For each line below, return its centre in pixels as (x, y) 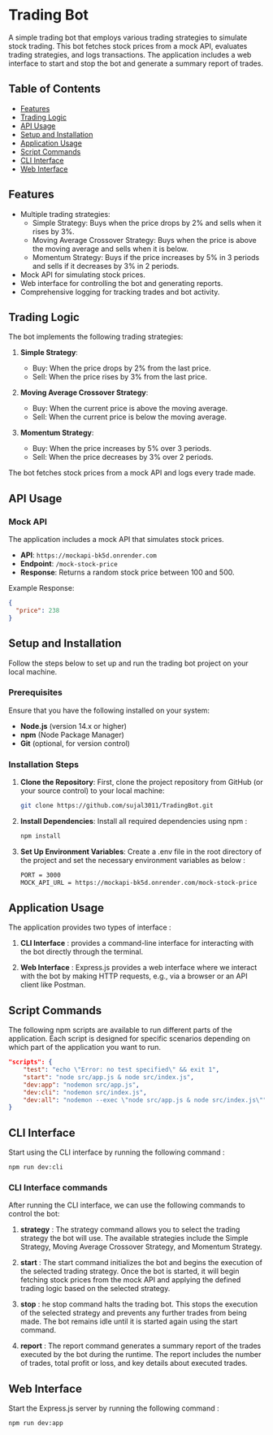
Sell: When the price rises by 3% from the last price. (119, 377)
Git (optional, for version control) (75, 743)
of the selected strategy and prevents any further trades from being (134, 1313)
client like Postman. (53, 985)
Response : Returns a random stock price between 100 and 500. (127, 572)
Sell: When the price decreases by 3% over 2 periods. (123, 457)
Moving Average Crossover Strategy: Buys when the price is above (145, 240)
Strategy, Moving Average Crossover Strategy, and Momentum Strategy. (141, 1247)
